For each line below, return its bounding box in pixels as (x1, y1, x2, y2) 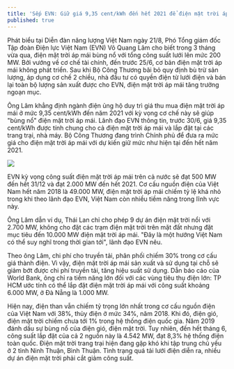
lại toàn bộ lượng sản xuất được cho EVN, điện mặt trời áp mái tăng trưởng (7, 80, 219, 89)
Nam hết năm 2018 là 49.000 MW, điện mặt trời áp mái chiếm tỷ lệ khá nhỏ (7, 187, 221, 195)
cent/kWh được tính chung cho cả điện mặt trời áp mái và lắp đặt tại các (7, 123, 214, 132)
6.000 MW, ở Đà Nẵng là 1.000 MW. (7, 288, 109, 296)
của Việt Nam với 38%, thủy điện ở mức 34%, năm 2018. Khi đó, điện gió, (7, 309, 218, 317)
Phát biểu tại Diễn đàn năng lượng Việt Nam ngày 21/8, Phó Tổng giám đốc (7, 36, 221, 44)
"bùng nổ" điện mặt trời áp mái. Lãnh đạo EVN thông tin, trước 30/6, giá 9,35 (7, 116, 227, 124)
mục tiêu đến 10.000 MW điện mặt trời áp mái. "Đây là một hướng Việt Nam (7, 230, 223, 239)
